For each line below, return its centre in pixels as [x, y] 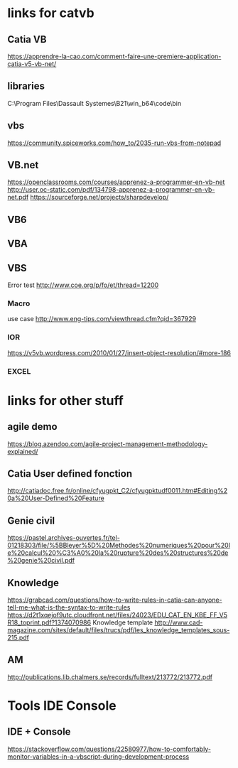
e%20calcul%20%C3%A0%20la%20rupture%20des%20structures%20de [118, 553]
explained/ [23, 451]
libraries [26, 86]
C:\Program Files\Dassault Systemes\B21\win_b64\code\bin [94, 103]
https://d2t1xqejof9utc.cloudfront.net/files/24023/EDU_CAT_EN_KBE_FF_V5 [118, 615]
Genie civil [31, 520]
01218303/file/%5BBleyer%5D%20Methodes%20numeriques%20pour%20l [119, 546]
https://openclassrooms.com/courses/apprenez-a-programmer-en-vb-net [116, 182]
